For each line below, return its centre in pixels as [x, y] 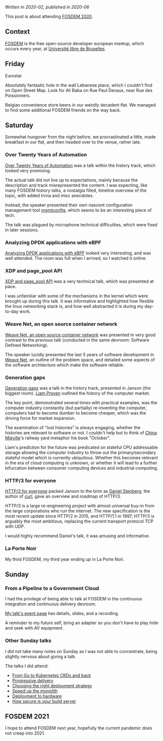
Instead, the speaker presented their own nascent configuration [69, 205]
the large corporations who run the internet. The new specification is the [78, 511]
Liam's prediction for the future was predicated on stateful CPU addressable [81, 447]
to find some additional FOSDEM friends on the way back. [63, 110]
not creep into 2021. [25, 733]
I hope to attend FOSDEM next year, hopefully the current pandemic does [79, 728]
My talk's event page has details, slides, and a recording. [62, 614]
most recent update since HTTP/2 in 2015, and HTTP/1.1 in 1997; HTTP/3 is [80, 516]
